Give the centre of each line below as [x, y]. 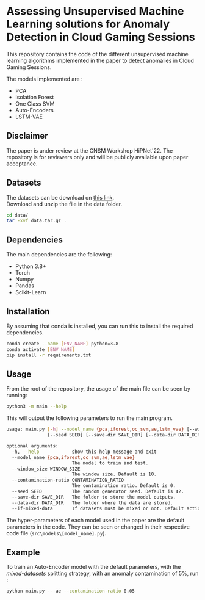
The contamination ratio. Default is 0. [124, 486]
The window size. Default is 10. [114, 474]
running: [17, 396]
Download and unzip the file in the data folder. [64, 204]
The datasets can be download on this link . [60, 197]
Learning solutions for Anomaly [88, 24]
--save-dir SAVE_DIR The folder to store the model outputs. [94, 497]
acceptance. [22, 164]
